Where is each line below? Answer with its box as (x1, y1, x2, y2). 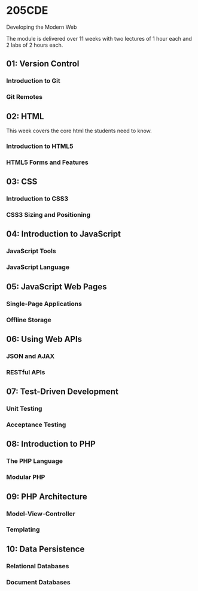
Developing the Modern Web (6, 23, 77, 31)
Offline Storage (6, 316, 52, 324)
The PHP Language (6, 457, 63, 465)
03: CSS (6, 177, 38, 187)
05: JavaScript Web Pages (6, 281, 107, 292)
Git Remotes (6, 93, 43, 101)
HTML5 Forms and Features (6, 158, 89, 166)
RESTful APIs (6, 368, 45, 376)
